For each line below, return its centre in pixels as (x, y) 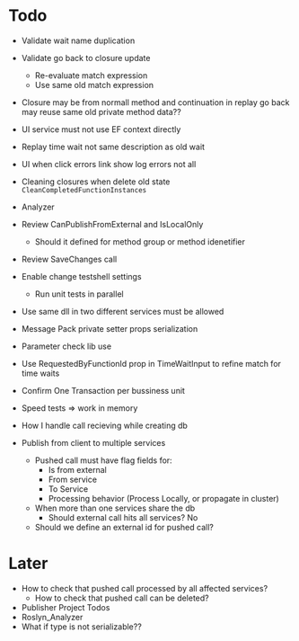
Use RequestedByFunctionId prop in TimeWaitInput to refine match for (151, 363)
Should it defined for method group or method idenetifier (140, 241)
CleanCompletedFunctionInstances (84, 190)
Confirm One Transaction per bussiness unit (103, 390)
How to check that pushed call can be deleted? (122, 598)
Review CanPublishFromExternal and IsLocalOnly (112, 224)
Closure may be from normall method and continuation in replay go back (155, 102)
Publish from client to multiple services (93, 442)
